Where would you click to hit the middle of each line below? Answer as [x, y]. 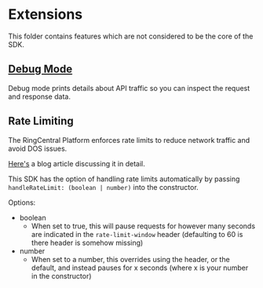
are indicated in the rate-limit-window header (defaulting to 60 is [137, 234]
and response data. [39, 97]
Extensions [46, 15]
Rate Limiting [41, 121]
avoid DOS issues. [38, 148]
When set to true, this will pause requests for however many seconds [143, 226]
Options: [22, 202]
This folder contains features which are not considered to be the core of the [131, 36]
